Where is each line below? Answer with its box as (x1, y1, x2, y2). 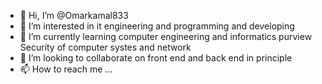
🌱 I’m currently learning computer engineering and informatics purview (19, 31, 313, 42)
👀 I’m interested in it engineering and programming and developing (19, 20, 295, 32)
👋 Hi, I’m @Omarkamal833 (19, 10, 129, 21)
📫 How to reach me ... (19, 63, 113, 75)
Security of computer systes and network (19, 41, 192, 53)
